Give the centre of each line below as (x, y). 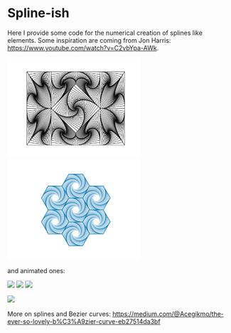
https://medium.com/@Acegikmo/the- (168, 314)
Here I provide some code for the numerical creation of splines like (105, 33)
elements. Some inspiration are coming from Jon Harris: (89, 40)
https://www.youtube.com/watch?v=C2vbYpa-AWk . (83, 48)
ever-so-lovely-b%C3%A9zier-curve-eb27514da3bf (84, 321)
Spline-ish (38, 13)
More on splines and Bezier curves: (59, 314)
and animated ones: (36, 270)
